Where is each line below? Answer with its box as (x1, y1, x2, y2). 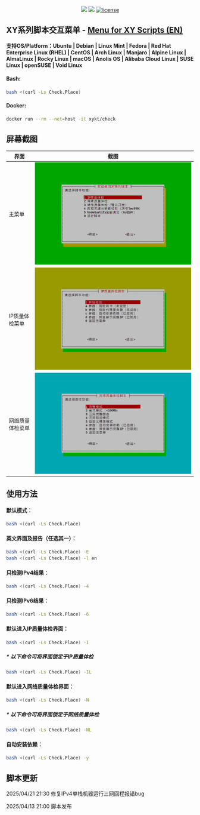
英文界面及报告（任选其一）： (6, 534, 77, 542)
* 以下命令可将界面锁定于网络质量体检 (6, 711, 99, 718)
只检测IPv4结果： (6, 569, 49, 576)
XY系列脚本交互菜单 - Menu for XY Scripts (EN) (6, 25, 183, 35)
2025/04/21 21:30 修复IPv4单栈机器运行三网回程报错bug (6, 790, 145, 797)
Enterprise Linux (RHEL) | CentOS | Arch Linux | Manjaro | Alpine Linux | (6, 48, 186, 56)
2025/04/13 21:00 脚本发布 (6, 803, 73, 810)
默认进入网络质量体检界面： (6, 682, 74, 690)
